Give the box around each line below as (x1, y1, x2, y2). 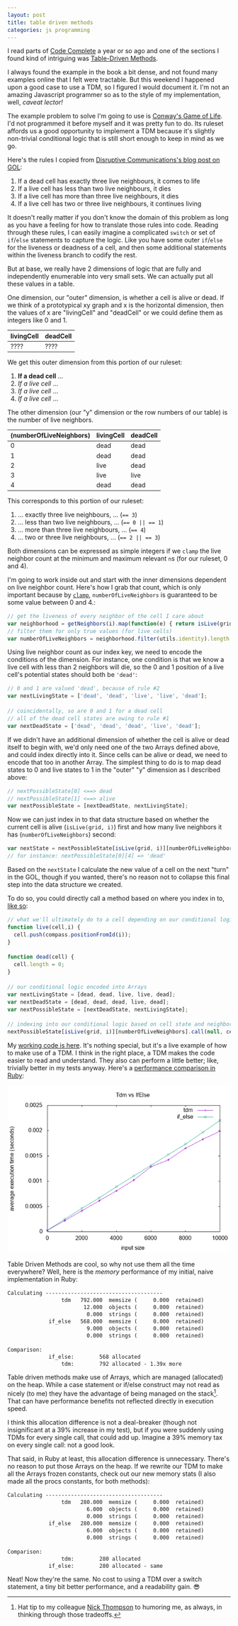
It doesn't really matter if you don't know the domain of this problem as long (7, 213, 229, 222)
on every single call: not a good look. (7, 1440, 115, 1449)
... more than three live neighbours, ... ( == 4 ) (17, 525, 147, 534)
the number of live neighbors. (7, 415, 94, 424)
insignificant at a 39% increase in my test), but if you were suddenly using (7, 1425, 224, 1434)
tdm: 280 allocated (61, 1555, 141, 1562)
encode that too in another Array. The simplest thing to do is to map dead (7, 758, 222, 766)
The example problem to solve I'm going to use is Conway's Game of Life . (7, 112, 223, 120)
